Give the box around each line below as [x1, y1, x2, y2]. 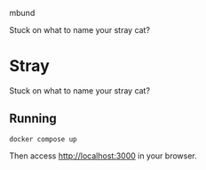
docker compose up [9, 134, 77, 143]
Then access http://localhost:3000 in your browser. [9, 150, 197, 161]
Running [9, 111, 58, 126]
